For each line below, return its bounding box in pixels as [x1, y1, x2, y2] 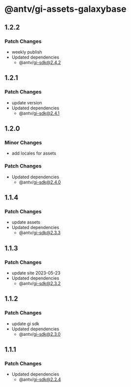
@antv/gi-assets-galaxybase [4, 3, 127, 15]
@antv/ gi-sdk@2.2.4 [19, 377, 62, 383]
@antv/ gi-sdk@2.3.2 [19, 280, 61, 286]
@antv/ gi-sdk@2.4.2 [19, 59, 61, 65]
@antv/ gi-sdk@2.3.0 [19, 331, 61, 337]
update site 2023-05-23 [11, 270, 61, 276]
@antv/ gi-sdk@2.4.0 [19, 179, 61, 185]
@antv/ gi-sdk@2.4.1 [19, 110, 60, 116]
